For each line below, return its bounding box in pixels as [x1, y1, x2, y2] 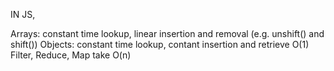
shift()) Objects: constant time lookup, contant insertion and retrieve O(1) [10, 39, 310, 50]
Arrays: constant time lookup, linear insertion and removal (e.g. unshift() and [10, 28, 325, 39]
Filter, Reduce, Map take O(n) [10, 49, 132, 61]
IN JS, [10, 9, 36, 20]
